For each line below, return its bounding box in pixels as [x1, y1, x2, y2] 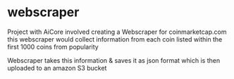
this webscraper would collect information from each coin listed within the [7, 35, 223, 43]
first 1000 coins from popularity [7, 42, 99, 51]
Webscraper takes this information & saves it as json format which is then [7, 56, 221, 64]
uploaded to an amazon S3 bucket [7, 63, 107, 72]
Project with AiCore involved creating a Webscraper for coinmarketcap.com [7, 28, 227, 36]
